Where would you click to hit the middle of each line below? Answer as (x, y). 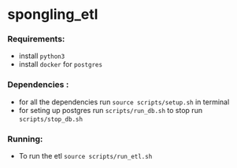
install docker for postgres (61, 64)
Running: (25, 139)
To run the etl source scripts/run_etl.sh (85, 156)
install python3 (42, 56)
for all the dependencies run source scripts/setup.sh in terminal (124, 102)
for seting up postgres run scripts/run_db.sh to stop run (110, 110)
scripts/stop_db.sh (51, 119)
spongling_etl (53, 15)
